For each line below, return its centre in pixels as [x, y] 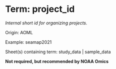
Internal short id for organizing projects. [46, 23]
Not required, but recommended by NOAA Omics [57, 61]
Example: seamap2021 [28, 42]
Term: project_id [40, 9]
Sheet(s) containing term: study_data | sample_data [58, 52]
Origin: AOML [19, 32]
